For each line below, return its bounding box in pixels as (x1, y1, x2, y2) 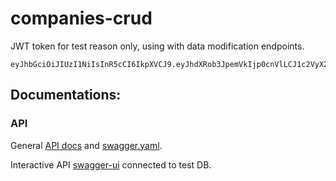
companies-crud (10, 7, 153, 30)
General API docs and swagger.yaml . (10, 139, 163, 151)
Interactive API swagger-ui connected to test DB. (10, 158, 212, 171)
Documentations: (10, 87, 122, 104)
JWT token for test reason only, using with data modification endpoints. (10, 40, 305, 52)
